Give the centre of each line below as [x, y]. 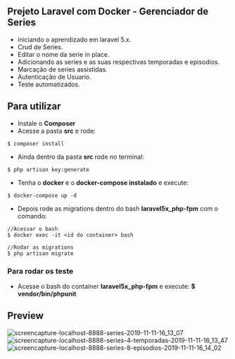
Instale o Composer [46, 123]
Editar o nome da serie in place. [63, 54]
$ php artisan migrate [40, 253]
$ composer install [36, 143]
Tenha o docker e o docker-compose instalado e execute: [103, 183]
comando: [32, 216]
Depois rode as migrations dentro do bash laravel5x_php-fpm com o [118, 208]
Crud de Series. [40, 47]
